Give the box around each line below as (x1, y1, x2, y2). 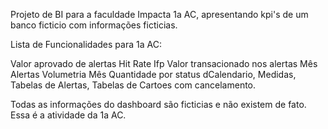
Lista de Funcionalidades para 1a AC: (10, 39, 162, 50)
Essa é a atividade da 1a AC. (10, 109, 127, 121)
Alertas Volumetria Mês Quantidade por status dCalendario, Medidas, (10, 69, 297, 80)
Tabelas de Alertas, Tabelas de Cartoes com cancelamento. (10, 79, 257, 91)
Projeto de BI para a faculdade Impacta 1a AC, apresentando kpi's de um (10, 9, 309, 20)
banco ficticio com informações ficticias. (10, 19, 178, 31)
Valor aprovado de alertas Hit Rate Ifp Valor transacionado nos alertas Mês (10, 58, 318, 69)
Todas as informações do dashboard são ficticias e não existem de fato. (10, 99, 307, 110)
